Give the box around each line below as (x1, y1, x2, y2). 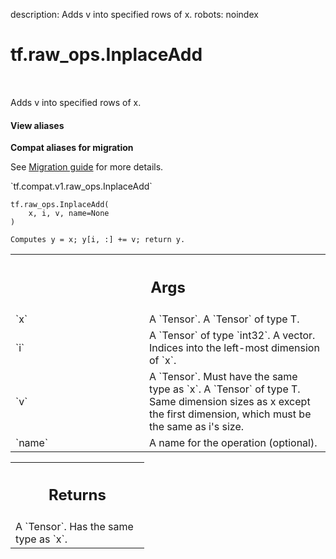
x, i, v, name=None (28, 209, 110, 219)
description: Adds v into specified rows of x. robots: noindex (10, 9, 259, 20)
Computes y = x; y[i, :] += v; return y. (10, 235, 186, 245)
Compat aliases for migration (10, 142, 134, 154)
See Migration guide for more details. (10, 161, 164, 173)
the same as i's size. (149, 419, 245, 433)
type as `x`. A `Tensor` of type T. (149, 382, 301, 396)
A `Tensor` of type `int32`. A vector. (149, 328, 316, 342)
